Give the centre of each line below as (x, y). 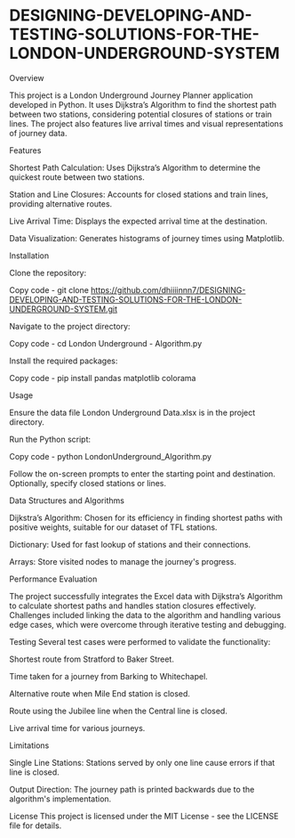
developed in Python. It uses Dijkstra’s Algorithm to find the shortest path (143, 104)
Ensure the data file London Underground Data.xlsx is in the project (132, 412)
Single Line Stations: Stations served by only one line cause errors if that (142, 762)
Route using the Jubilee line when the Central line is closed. (119, 711)
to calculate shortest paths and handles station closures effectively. (133, 606)
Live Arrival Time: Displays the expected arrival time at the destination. (139, 221)
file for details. (36, 826)
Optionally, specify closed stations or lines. (88, 483)
